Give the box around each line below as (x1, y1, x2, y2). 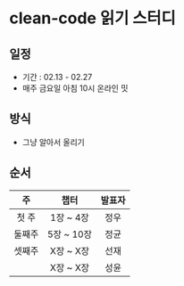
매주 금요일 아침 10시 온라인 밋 (21, 83, 129, 94)
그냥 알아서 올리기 (21, 136, 85, 147)
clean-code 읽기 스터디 (9, 8, 176, 29)
